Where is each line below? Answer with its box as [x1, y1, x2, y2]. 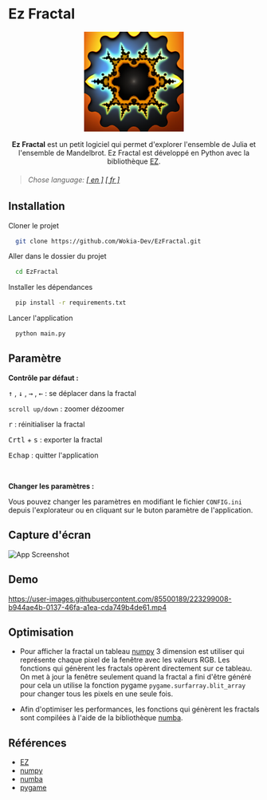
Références [8, 736, 67, 750]
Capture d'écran [8, 529, 92, 542]
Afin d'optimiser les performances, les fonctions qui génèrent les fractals [19, 704, 260, 715]
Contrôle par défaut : [8, 373, 79, 382]
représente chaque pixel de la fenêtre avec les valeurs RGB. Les [19, 655, 230, 665]
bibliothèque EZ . [107, 156, 161, 166]
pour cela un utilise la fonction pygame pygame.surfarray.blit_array [19, 680, 245, 691]
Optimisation [8, 625, 74, 639]
